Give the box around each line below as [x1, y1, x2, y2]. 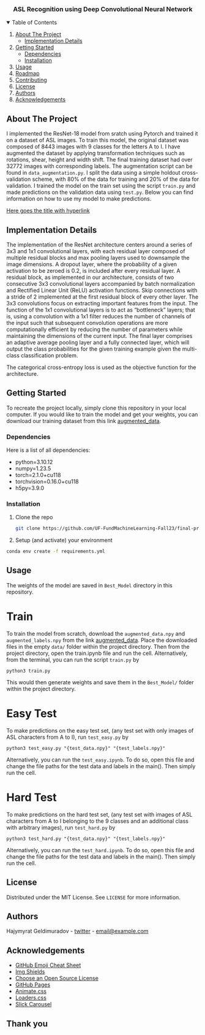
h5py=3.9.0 [15, 484, 45, 492]
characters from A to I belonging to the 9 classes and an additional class [6, 817, 188, 825]
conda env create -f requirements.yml [6, 548, 105, 555]
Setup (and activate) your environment [15, 537, 113, 544]
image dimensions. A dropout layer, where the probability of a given [6, 260, 177, 268]
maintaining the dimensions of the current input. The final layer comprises [6, 332, 193, 339]
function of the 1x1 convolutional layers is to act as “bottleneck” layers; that [6, 306, 196, 313]
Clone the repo [15, 514, 53, 521]
